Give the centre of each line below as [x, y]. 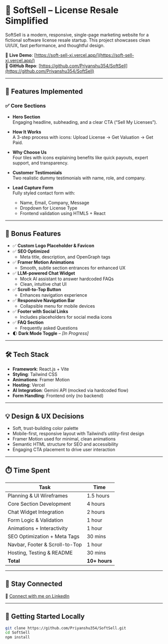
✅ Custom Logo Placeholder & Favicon [53, 246]
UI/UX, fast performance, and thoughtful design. [55, 45]
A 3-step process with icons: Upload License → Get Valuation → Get [83, 137]
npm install [17, 637]
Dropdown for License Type [48, 208]
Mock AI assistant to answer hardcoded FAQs [67, 279]
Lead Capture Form [33, 187]
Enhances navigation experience [53, 295]
